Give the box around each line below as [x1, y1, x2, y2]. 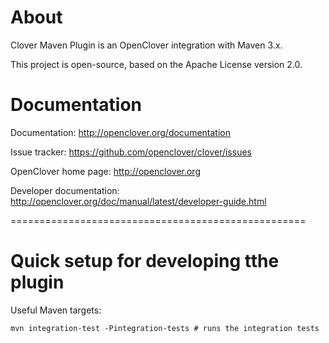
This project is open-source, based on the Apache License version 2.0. [10, 58, 303, 70]
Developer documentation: [10, 184, 120, 196]
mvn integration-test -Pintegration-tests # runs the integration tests [10, 323, 320, 333]
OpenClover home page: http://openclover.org [10, 165, 201, 177]
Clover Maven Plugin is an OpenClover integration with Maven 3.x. [10, 39, 283, 51]
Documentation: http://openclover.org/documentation [10, 126, 231, 138]
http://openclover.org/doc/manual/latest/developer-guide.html [10, 195, 267, 207]
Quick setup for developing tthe [10, 250, 280, 273]
